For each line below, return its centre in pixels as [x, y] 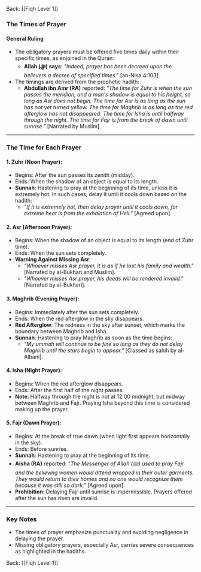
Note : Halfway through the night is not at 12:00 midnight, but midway [100, 396]
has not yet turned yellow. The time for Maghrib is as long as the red [108, 107]
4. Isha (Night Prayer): [34, 371]
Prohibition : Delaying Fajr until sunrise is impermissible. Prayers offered [103, 492]
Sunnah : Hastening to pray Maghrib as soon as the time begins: [93, 338]
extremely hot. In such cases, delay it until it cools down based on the [101, 194]
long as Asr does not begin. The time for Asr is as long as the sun [105, 101]
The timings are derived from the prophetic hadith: [77, 82]
